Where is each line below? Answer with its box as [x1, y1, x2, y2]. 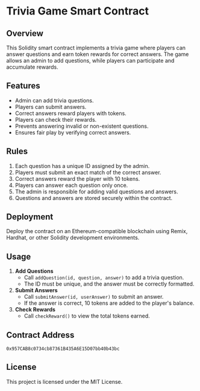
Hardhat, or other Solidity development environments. [6, 234, 140, 242]
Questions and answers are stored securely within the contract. [14, 194, 173, 201]
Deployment [6, 212, 54, 222]
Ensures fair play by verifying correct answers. [14, 128, 131, 136]
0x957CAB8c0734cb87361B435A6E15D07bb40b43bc [6, 346, 120, 352]
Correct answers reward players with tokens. [14, 110, 127, 117]
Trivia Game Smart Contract [6, 4, 149, 18]
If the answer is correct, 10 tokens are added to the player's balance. [23, 299, 195, 307]
